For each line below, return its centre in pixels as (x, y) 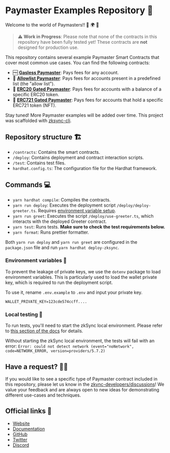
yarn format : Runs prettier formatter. (51, 232)
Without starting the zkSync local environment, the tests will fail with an (80, 341)
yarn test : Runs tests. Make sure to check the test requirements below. (89, 227)
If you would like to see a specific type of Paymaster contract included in (81, 379)
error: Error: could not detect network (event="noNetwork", (70, 346)
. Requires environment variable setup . (76, 210)
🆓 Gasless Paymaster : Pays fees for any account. (66, 72)
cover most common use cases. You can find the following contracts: (78, 63)
